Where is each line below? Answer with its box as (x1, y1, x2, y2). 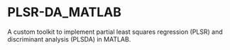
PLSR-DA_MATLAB (7, 4, 122, 20)
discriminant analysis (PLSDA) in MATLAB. (7, 35, 131, 43)
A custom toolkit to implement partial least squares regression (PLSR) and (7, 27, 224, 36)
